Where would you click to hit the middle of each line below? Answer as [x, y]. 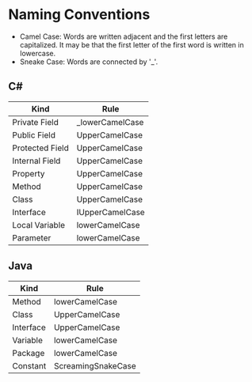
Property [29, 173]
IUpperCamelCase [111, 212]
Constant [29, 365]
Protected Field [40, 148]
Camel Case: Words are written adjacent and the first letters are [124, 36]
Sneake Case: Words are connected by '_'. [89, 62]
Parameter [32, 237]
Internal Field [36, 161]
